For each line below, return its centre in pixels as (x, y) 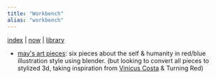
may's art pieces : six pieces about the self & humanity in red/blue (111, 53)
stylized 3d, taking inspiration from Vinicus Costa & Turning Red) (110, 68)
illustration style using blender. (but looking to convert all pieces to (113, 60)
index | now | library (36, 39)
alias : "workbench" (36, 20)
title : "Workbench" (36, 14)
